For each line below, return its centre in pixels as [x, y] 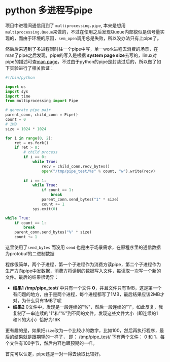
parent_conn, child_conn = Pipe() [42, 115]
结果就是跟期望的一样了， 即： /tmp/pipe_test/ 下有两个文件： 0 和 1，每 [89, 337]
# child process [41, 152]
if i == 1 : [35, 181]
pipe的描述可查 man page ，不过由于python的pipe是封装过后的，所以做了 [81, 61]
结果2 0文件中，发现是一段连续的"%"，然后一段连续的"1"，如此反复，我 [88, 307]
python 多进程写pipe [49, 10]
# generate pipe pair [28, 110]
